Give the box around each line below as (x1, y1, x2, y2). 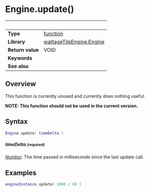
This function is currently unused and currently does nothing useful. (5, 93, 145, 99)
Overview (5, 80, 36, 88)
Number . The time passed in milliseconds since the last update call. (5, 154, 144, 160)
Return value (7, 46, 39, 53)
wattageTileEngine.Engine (43, 38, 105, 45)
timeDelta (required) (5, 141, 45, 147)
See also (7, 63, 29, 70)
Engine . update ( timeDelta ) (5, 130, 64, 136)
